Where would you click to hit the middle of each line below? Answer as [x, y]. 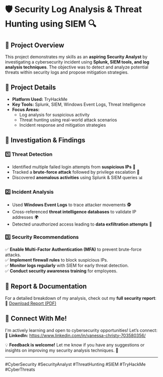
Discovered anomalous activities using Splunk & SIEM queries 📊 [77, 177]
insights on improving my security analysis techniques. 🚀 [62, 350]
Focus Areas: [26, 109]
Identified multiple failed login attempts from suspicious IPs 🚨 [74, 167]
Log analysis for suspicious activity [54, 115]
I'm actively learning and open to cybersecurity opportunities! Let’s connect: [81, 330]
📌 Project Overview [35, 45]
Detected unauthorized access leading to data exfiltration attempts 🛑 [82, 224]
